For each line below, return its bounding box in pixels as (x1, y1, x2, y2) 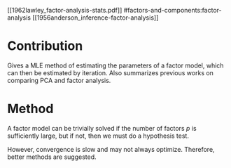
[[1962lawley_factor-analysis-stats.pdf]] (7, 6, 122, 14)
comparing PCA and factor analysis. (7, 76, 111, 84)
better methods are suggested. (7, 153, 97, 161)
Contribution (7, 38, 83, 54)
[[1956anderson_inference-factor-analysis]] (32, 13, 159, 22)
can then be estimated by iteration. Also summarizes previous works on (7, 68, 213, 77)
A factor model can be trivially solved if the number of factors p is (7, 124, 197, 132)
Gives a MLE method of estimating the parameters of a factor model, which (7, 61, 224, 70)
